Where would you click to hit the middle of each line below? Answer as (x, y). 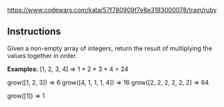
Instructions (34, 31)
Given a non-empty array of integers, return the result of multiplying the (110, 48)
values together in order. (42, 55)
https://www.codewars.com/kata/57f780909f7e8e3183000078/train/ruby (112, 10)
